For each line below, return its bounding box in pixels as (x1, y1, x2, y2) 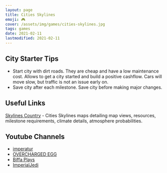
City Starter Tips (5, 54, 59, 63)
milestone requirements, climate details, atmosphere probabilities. (5, 118, 143, 124)
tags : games (5, 26, 30, 31)
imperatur (12, 146, 33, 152)
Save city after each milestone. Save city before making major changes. (12, 84, 162, 90)
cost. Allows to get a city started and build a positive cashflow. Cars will (12, 73, 162, 79)
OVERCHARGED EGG (12, 151, 57, 157)
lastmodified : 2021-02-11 (5, 36, 60, 41)
